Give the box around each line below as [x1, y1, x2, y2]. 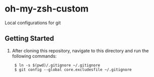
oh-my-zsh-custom [5, 3, 89, 15]
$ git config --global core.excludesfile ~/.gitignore [14, 67, 132, 72]
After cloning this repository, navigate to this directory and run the [12, 47, 149, 53]
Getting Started [5, 34, 54, 43]
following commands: [12, 53, 57, 59]
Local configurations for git [5, 20, 61, 26]
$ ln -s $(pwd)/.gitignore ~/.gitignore [14, 62, 101, 68]
